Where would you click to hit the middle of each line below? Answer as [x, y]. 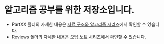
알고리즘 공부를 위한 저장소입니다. [70, 10]
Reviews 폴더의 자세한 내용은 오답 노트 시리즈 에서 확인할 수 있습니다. [79, 37]
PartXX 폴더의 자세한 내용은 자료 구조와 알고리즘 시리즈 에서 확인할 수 [79, 24]
